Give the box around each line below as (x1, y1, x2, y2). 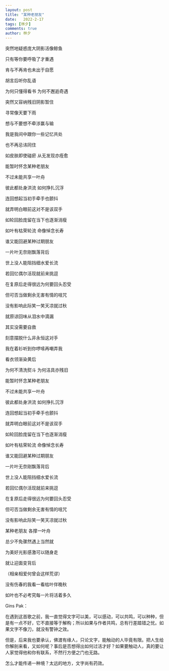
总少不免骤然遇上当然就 (5, 538, 54, 544)
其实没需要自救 (5, 324, 36, 330)
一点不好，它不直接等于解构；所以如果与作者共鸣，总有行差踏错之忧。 (14, 620, 159, 626)
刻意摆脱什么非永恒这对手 (5, 335, 58, 341)
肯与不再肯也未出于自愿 (5, 67, 54, 73)
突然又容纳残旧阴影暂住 (5, 99, 54, 105)
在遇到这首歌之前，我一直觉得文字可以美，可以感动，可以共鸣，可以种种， (5, 613, 159, 620)
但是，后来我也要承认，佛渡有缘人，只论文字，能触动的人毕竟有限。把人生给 (5, 637, 164, 643)
